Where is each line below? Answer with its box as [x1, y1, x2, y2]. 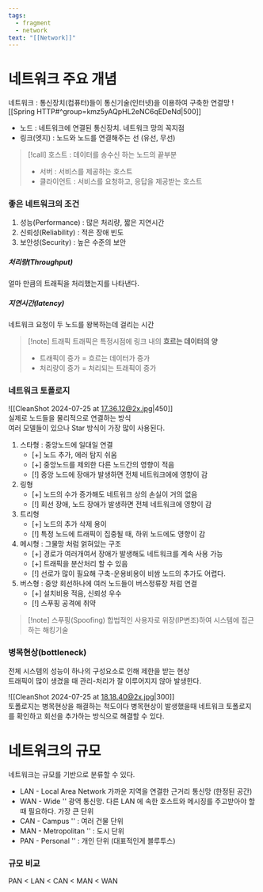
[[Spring [8, 107, 36, 116]
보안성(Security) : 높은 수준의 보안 [19, 238, 127, 247]
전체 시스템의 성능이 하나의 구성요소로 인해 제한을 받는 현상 [8, 666, 190, 676]
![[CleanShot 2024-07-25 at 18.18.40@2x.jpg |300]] [8, 692, 175, 702]
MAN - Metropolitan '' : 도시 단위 [19, 825, 125, 836]
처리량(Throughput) [8, 257, 74, 267]
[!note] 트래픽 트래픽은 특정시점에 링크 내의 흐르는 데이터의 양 [27, 337, 218, 346]
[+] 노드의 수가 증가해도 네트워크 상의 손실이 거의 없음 [31, 489, 198, 499]
